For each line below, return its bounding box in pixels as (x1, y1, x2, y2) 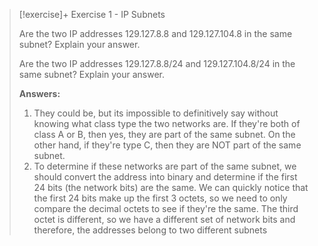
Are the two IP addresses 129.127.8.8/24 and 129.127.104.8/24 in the (18, 58, 296, 69)
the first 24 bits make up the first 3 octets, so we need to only (33, 192, 288, 204)
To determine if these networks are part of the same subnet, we (33, 160, 297, 172)
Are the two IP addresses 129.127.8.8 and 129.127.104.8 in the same (18, 28, 293, 39)
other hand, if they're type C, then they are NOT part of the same (33, 139, 302, 151)
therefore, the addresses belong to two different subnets (33, 224, 268, 236)
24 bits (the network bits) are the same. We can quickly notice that (33, 182, 309, 193)
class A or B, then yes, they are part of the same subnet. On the (33, 129, 296, 140)
